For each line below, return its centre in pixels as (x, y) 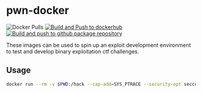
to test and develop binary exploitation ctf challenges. (73, 51)
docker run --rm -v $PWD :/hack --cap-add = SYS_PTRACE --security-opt (94, 84)
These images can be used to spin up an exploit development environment (99, 45)
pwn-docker (38, 10)
